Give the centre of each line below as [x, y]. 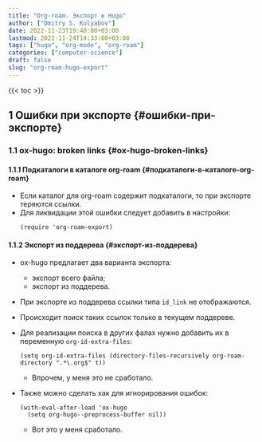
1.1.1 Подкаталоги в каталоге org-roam [74, 169]
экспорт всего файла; [68, 278]
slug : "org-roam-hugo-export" [59, 68]
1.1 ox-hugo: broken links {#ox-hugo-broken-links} [108, 151]
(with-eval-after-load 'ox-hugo [73, 408]
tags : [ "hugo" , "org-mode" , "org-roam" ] [76, 45]
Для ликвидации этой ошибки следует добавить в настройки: [125, 213]
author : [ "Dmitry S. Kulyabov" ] [62, 23]
